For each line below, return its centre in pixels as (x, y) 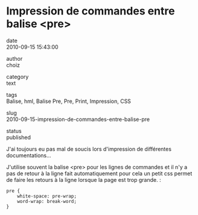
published (19, 137)
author (14, 58)
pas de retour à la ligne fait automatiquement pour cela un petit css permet (99, 173)
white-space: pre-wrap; (47, 196)
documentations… (29, 155)
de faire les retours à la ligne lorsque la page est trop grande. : (84, 179)
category (18, 76)
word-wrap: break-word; (47, 201)
